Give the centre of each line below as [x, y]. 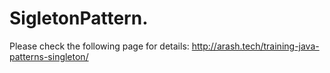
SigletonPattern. [79, 18]
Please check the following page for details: [99, 46]
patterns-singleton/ [49, 56]
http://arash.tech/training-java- [255, 46]
